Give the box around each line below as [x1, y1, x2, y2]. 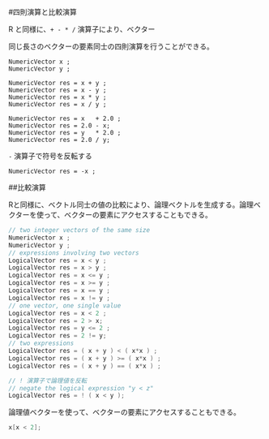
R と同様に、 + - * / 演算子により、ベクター [8, 24, 156, 34]
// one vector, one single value [8, 301, 122, 310]
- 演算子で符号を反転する [8, 151, 93, 161]
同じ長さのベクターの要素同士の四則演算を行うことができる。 [8, 41, 215, 51]
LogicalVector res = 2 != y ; [8, 332, 107, 340]
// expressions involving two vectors [8, 248, 139, 257]
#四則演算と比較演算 [8, 7, 77, 16]
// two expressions [8, 339, 75, 347]
